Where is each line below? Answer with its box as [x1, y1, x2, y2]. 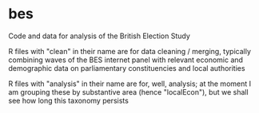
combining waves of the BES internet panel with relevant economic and [8, 55, 244, 64]
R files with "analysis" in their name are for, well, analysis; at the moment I [8, 79, 252, 88]
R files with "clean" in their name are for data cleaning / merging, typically [8, 46, 252, 56]
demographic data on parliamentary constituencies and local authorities [8, 63, 245, 72]
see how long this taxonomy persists [8, 95, 129, 105]
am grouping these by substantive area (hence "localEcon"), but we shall [8, 87, 249, 96]
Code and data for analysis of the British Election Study [8, 31, 190, 41]
